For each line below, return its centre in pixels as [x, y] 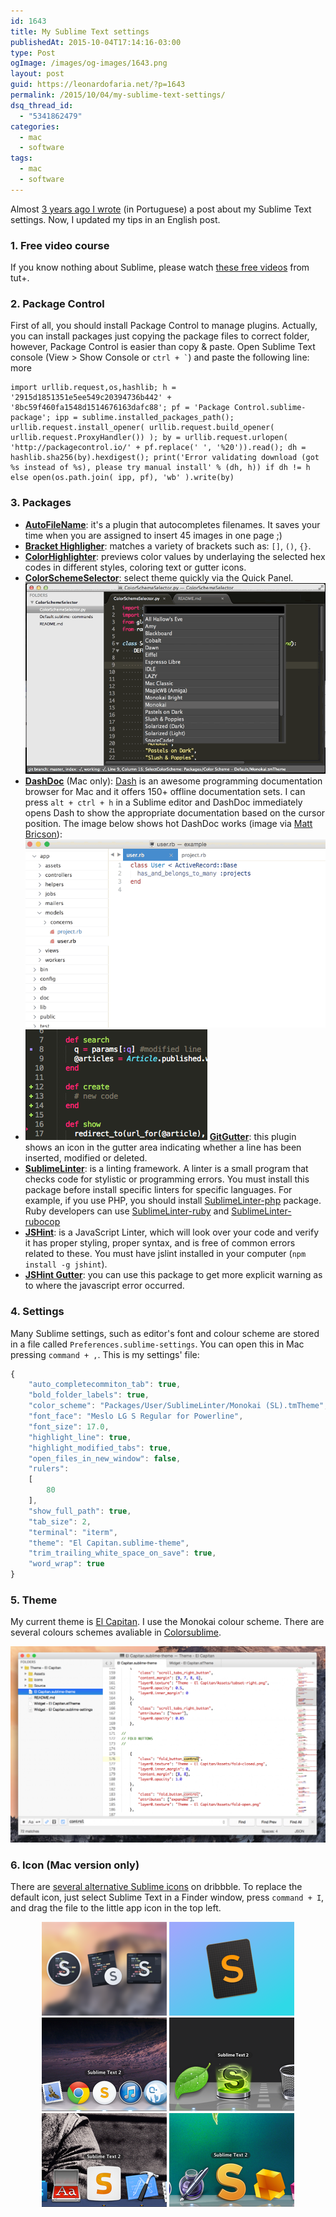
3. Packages [41, 503]
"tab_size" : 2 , [60, 1521]
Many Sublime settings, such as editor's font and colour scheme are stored [165, 1333]
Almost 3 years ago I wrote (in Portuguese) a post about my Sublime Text [161, 209]
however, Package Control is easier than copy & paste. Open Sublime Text [163, 347]
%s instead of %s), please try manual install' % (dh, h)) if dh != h [160, 468]
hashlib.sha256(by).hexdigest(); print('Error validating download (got [165, 458]
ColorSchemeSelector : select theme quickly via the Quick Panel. [159, 577]
